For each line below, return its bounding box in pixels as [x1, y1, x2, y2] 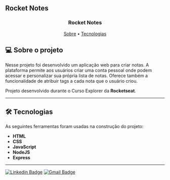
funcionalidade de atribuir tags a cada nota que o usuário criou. [5, 78, 138, 84]
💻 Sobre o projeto [5, 46, 63, 54]
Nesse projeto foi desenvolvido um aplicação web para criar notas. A [5, 62, 149, 68]
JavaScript [12, 144, 36, 150]
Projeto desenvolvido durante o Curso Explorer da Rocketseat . [5, 88, 137, 94]
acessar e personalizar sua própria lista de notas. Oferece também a [5, 73, 148, 79]
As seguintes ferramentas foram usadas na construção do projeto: [5, 124, 144, 130]
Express [12, 155, 30, 161]
